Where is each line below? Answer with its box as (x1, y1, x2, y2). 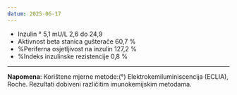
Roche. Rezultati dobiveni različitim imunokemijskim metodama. (7, 80, 192, 88)
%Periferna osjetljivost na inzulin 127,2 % (17, 44, 138, 53)
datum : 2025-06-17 (7, 10, 61, 18)
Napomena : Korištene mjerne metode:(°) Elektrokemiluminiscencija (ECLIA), (7, 72, 229, 81)
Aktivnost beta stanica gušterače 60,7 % (17, 37, 136, 46)
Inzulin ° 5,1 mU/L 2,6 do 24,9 (17, 30, 103, 38)
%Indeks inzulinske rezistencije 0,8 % (17, 52, 128, 61)
